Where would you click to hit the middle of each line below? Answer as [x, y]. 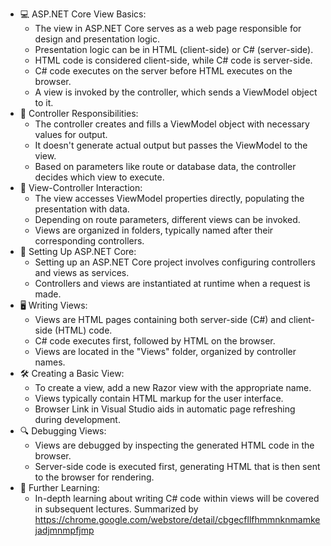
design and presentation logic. [97, 39]
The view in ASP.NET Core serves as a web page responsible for [168, 28]
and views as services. [82, 272]
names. [50, 362]
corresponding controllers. [89, 241]
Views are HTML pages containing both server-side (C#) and [160, 319]
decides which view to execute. [99, 177]
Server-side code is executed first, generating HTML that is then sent [177, 466]
